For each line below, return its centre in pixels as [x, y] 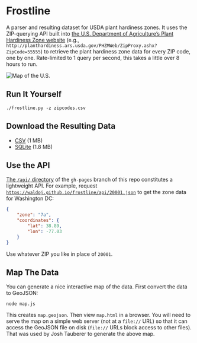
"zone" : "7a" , [34, 215]
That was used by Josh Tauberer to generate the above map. [80, 334]
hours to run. [22, 64]
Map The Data [33, 272]
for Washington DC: [30, 199]
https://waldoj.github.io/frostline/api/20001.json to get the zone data [96, 192]
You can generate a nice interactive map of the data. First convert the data [97, 287]
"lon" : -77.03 [45, 231]
